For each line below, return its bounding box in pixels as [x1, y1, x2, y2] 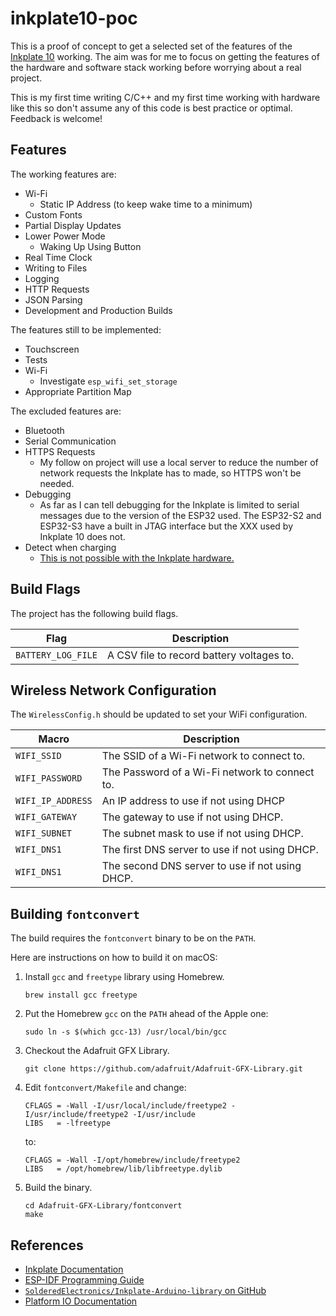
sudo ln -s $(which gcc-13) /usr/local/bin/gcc [24, 1027, 227, 1037]
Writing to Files [24, 262, 88, 274]
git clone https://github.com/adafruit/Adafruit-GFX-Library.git [24, 1064, 303, 1074]
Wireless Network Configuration [10, 682, 217, 699]
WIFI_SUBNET [15, 828, 73, 839]
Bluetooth [24, 424, 65, 436]
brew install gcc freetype [24, 990, 138, 1001]
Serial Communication [24, 435, 117, 447]
